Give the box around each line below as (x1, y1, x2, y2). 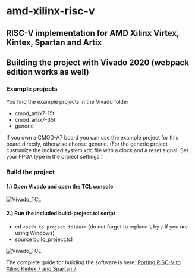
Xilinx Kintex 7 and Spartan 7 (6, 265, 77, 272)
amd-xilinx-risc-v (6, 4, 95, 18)
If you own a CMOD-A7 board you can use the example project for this (6, 134, 179, 141)
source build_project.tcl (14, 236, 73, 243)
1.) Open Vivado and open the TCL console (6, 183, 114, 190)
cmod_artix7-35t (14, 116, 56, 123)
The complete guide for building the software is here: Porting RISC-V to (6, 258, 181, 266)
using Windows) (14, 229, 55, 236)
